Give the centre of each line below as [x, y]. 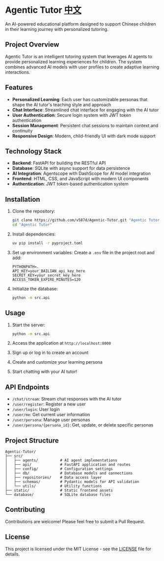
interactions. [18, 72]
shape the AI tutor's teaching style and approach [62, 105]
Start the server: [29, 325]
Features [19, 88]
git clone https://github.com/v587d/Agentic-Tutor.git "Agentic [79, 220]
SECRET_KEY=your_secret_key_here [46, 275]
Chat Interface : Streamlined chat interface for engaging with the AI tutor [85, 110]
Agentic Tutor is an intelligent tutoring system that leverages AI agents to [79, 56]
